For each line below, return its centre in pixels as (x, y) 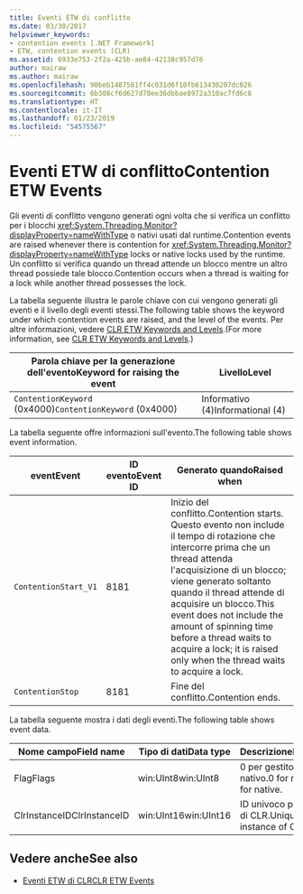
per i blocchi (32, 225)
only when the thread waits (228, 660)
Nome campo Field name (71, 751)
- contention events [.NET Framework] (82, 43)
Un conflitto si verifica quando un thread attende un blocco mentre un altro (148, 264)
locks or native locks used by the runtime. (208, 254)
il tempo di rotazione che (223, 535)
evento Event (134, 475)
